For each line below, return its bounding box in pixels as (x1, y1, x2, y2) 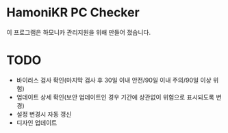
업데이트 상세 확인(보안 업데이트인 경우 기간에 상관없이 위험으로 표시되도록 (16, 93, 215, 101)
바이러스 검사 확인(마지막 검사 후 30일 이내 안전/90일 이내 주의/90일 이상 (16, 76, 212, 84)
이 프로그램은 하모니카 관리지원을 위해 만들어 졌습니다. (6, 28, 151, 36)
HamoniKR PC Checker (6, 5, 140, 20)
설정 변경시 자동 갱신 (16, 110, 72, 118)
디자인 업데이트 (16, 118, 58, 127)
